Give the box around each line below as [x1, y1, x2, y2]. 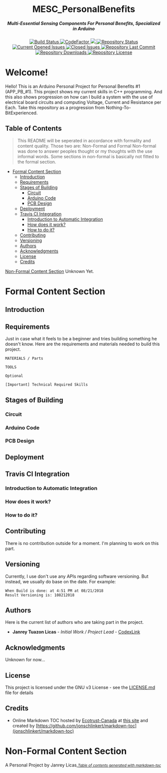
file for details [5, 690, 33, 696]
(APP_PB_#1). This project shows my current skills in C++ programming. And [5, 89, 163, 95]
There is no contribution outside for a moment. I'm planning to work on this [5, 540, 159, 546]
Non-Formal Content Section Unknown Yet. [5, 268, 94, 274]
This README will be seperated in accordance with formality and [17, 137, 151, 143]
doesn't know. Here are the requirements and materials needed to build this [5, 341, 160, 347]
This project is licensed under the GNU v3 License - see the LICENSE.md [5, 685, 156, 691]
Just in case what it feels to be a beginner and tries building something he [5, 336, 157, 342]
